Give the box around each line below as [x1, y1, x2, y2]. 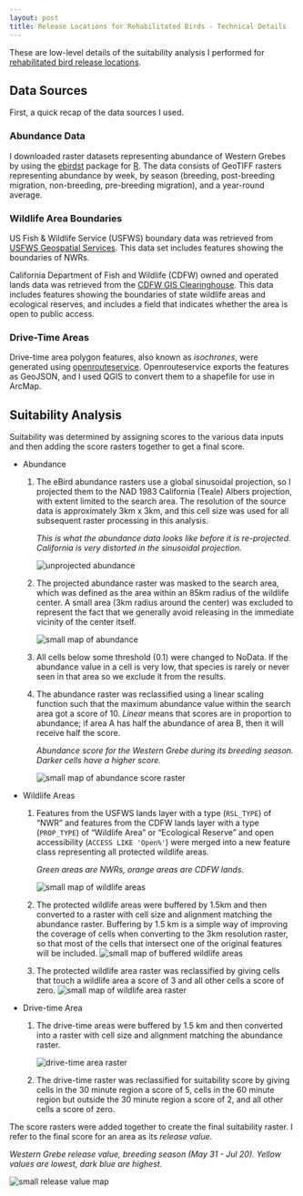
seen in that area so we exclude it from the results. [35, 671, 226, 682]
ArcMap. [9, 381, 42, 392]
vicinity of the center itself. [35, 617, 136, 628]
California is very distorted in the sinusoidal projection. [35, 543, 243, 554]
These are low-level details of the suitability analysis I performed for [9, 46, 265, 57]
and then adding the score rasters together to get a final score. [9, 441, 246, 452]
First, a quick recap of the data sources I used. [9, 107, 185, 118]
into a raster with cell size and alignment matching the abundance [35, 1030, 284, 1041]
